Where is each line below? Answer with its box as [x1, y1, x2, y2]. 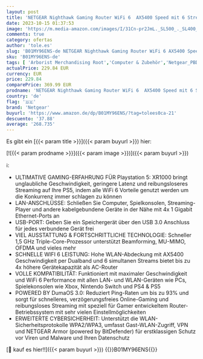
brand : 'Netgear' [6, 104, 50, 111]
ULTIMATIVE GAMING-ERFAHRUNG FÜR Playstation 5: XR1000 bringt [14, 173, 188, 181]
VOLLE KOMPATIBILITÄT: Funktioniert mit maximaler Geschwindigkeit [14, 270, 187, 277]
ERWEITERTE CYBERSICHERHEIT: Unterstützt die [14, 315, 138, 322]
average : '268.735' [6, 121, 56, 128]
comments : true [6, 31, 45, 37]
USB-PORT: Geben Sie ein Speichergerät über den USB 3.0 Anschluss [14, 219, 190, 226]
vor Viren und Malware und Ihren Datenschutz [14, 334, 130, 341]
